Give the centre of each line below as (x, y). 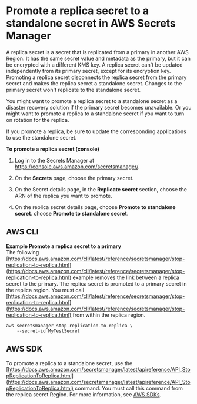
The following (23, 252)
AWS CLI (22, 232)
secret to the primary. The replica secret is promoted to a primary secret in (96, 283)
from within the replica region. (109, 315)
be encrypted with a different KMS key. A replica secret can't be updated (95, 64)
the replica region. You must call (45, 290)
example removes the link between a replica (126, 277)
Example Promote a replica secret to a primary (64, 246)
